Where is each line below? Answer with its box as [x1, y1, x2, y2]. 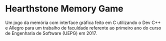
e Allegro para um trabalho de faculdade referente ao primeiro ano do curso [5, 24, 161, 30]
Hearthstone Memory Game [5, 3, 123, 14]
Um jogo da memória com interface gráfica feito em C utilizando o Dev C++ [5, 19, 161, 25]
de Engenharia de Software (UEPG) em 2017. [5, 30, 97, 36]
